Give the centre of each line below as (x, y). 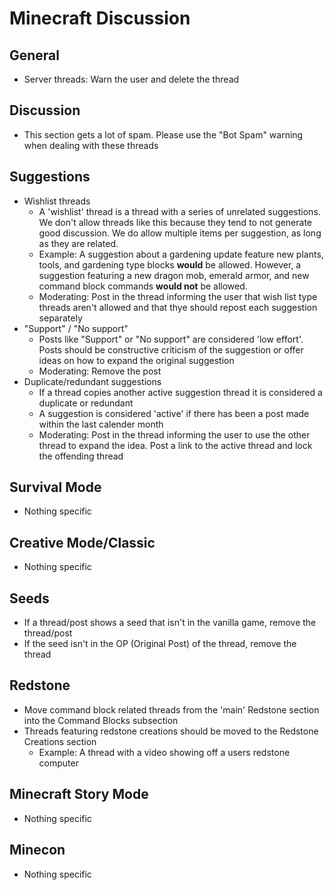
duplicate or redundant (86, 403)
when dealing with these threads (91, 145)
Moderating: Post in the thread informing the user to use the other (174, 434)
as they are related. (78, 243)
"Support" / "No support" (76, 328)
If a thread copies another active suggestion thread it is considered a (180, 392)
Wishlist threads (57, 201)
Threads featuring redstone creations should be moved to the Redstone (171, 731)
